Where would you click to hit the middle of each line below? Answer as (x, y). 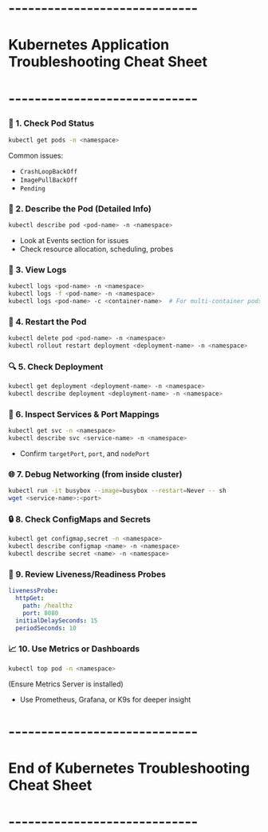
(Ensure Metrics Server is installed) (66, 684)
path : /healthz (48, 606)
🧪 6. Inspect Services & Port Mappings (84, 414)
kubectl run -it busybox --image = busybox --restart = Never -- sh (117, 491)
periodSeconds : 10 (46, 628)
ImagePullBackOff (49, 180)
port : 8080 (41, 613)
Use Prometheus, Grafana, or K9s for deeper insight (105, 699)
